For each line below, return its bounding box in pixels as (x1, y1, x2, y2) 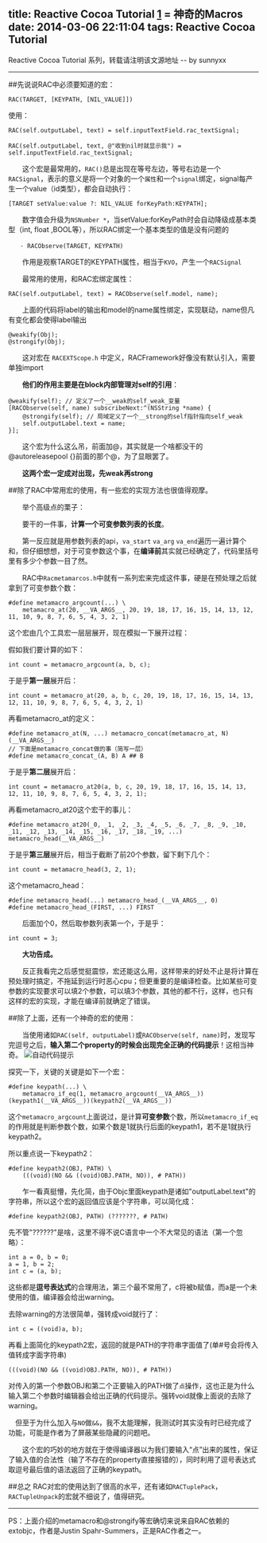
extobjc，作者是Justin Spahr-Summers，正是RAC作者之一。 (8, 1525, 206, 1535)
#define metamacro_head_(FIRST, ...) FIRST (8, 903, 155, 911)
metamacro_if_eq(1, (22, 1089, 87, 1098)
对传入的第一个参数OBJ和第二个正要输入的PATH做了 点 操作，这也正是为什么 (8, 1380, 255, 1390)
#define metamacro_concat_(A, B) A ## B (8, 752, 145, 760)
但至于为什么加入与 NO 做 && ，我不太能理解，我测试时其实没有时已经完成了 (14, 1418, 253, 1427)
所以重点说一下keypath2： (8, 1148, 95, 1158)
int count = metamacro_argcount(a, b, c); (8, 660, 151, 668)
